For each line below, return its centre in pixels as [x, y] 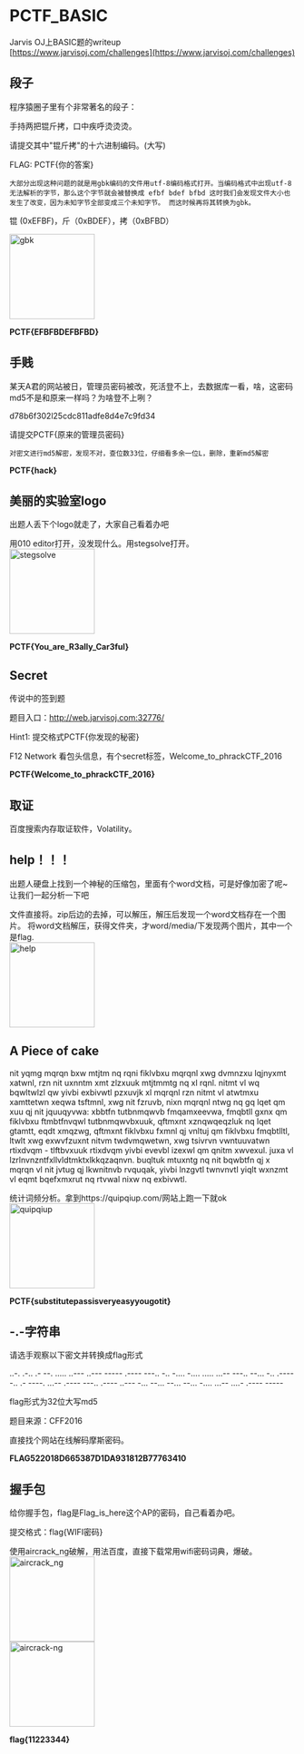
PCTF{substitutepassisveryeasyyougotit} [90, 1301]
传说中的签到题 [37, 699]
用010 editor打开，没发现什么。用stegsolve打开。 [102, 544]
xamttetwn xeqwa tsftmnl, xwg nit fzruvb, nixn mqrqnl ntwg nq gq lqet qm [147, 1102]
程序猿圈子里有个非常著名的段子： [73, 106]
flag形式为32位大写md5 [54, 1402]
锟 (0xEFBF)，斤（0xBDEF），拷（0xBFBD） [92, 220]
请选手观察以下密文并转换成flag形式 [76, 1355]
